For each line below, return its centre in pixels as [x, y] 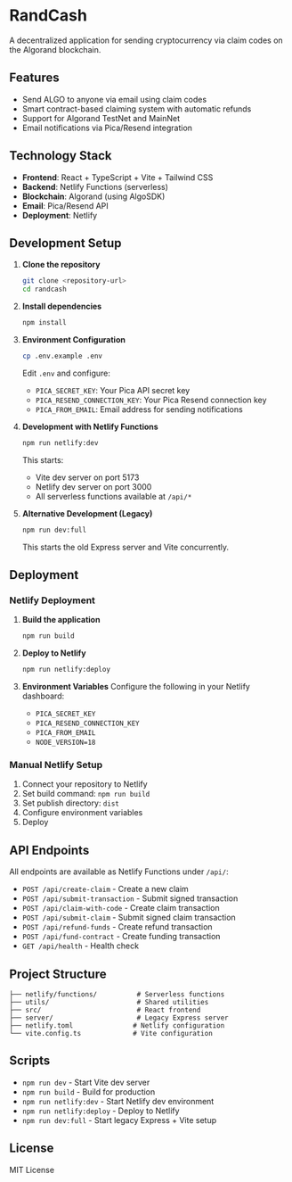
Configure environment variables [82, 813]
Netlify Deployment [53, 600]
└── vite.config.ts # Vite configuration [111, 1033]
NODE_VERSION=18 [65, 743]
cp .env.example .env [62, 356]
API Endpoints [49, 850]
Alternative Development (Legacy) [87, 513]
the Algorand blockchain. [55, 49]
